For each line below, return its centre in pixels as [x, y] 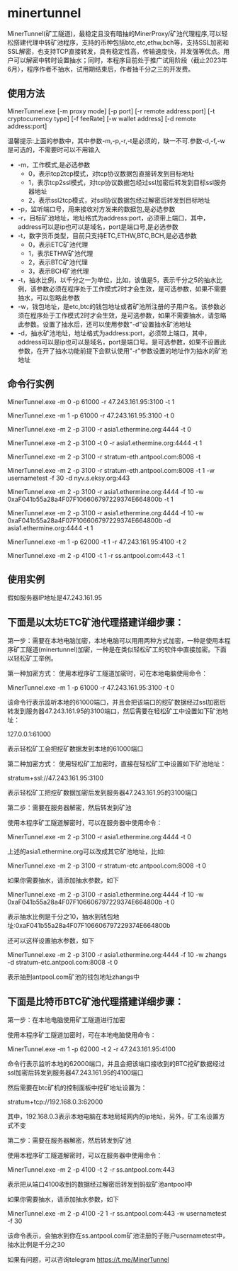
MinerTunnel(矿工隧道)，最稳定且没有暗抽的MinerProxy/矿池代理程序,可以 [114, 33]
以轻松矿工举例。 [32, 659]
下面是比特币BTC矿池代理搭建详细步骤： [96, 1001]
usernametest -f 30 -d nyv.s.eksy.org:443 [69, 478]
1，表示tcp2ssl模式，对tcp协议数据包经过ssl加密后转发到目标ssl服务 [127, 182]
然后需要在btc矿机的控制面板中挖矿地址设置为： [77, 1087]
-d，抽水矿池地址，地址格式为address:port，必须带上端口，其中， [114, 333]
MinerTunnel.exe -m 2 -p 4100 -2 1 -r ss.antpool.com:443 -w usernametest [117, 1213]
